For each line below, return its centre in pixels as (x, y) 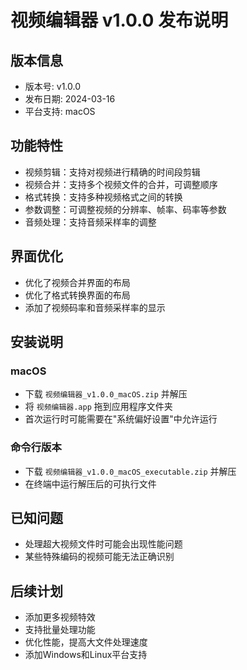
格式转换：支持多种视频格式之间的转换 (103, 197)
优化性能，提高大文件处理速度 (86, 642)
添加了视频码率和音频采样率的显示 (95, 307)
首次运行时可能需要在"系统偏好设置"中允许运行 (121, 419)
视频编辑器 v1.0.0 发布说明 (119, 20)
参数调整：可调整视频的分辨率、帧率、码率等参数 (125, 209)
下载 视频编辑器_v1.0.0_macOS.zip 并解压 (106, 394)
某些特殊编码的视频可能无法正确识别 (99, 557)
